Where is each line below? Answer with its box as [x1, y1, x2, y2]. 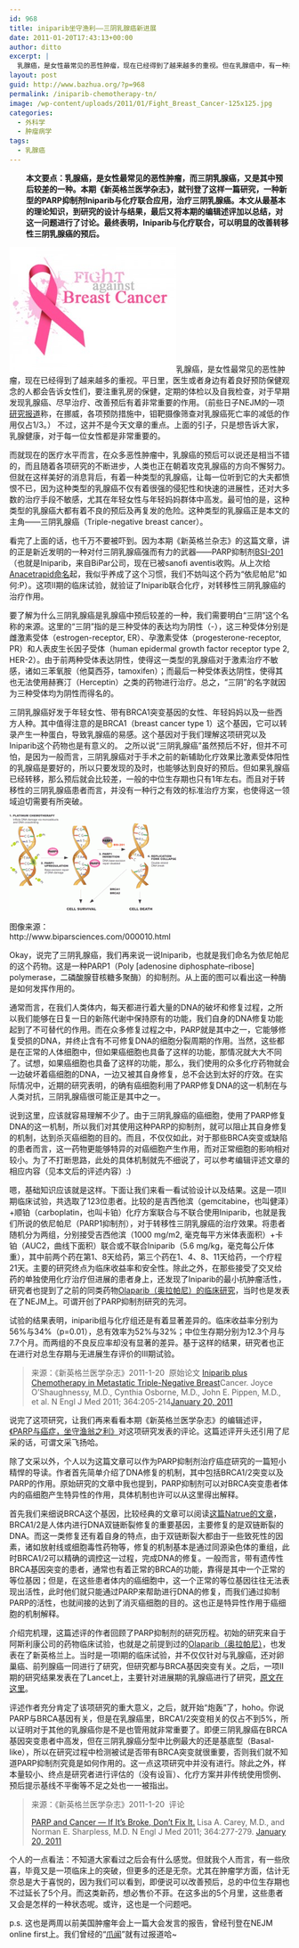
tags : [9, 136, 29, 146]
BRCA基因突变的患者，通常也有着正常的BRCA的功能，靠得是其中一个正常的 [9, 1564, 286, 1575]
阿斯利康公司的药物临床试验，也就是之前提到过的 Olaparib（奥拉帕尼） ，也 [9, 1638, 279, 1649]
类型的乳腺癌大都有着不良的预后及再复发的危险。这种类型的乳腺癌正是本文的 [9, 504, 290, 516]
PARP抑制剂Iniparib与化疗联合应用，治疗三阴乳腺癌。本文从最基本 [41, 194, 287, 205]
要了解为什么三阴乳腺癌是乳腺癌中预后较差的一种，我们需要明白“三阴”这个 [9, 610, 282, 620]
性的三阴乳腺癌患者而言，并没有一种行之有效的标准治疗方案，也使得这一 [16, 784, 282, 795]
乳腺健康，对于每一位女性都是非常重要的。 [9, 430, 166, 441]
